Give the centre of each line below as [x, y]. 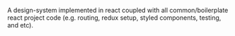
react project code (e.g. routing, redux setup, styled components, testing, [114, 18]
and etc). [21, 25]
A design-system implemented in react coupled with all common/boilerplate [118, 10]
